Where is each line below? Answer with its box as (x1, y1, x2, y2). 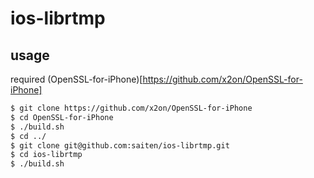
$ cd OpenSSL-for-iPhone (10, 112, 114, 122)
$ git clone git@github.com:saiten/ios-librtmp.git (10, 140, 230, 151)
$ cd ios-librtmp (10, 150, 83, 160)
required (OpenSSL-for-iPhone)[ (10, 73, 143, 85)
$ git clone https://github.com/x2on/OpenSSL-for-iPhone (10, 103, 253, 113)
